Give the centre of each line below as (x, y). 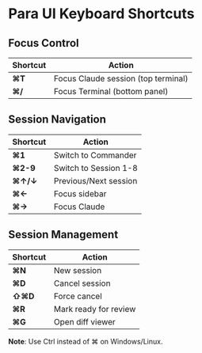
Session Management (63, 235)
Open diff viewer (85, 321)
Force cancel (78, 296)
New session (78, 270)
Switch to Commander (95, 155)
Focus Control (44, 43)
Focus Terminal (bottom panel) (111, 91)
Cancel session (82, 283)
